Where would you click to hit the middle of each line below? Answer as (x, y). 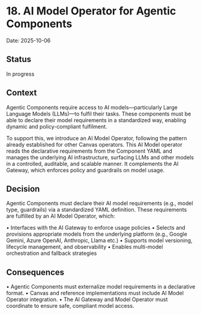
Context (22, 93)
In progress (20, 74)
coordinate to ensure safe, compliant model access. (70, 306)
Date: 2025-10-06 (28, 40)
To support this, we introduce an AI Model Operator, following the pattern (97, 138)
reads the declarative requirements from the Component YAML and (89, 151)
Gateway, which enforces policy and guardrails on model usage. (85, 170)
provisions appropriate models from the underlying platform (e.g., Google (97, 234)
